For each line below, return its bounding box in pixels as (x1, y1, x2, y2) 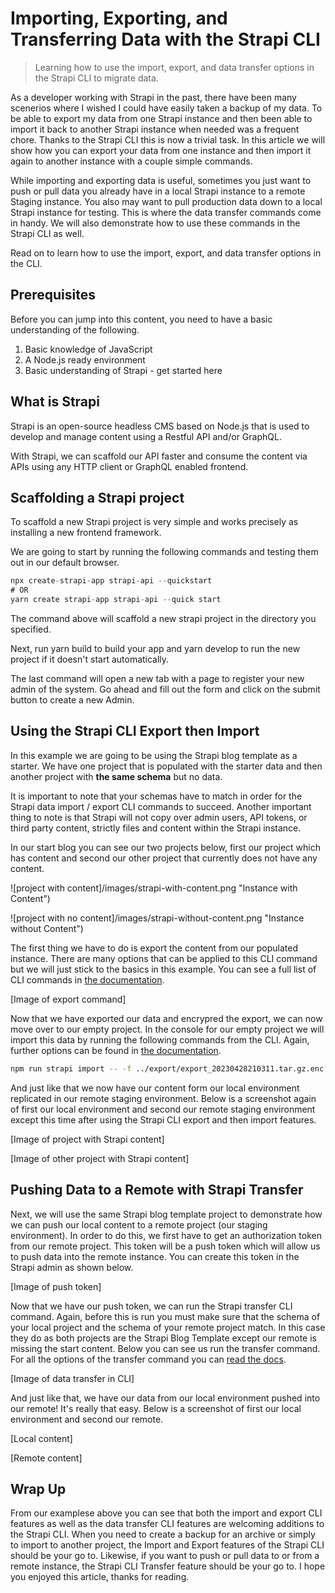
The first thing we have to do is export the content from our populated (10, 942, 298, 954)
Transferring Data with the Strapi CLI (10, 28, 321, 51)
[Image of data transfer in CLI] (10, 1372, 135, 1384)
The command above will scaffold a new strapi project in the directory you (10, 613, 317, 624)
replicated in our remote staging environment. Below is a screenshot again (10, 1092, 317, 1104)
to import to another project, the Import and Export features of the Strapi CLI (10, 1539, 325, 1551)
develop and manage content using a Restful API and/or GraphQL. (10, 430, 282, 442)
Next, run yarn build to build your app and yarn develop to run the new (10, 643, 301, 654)
